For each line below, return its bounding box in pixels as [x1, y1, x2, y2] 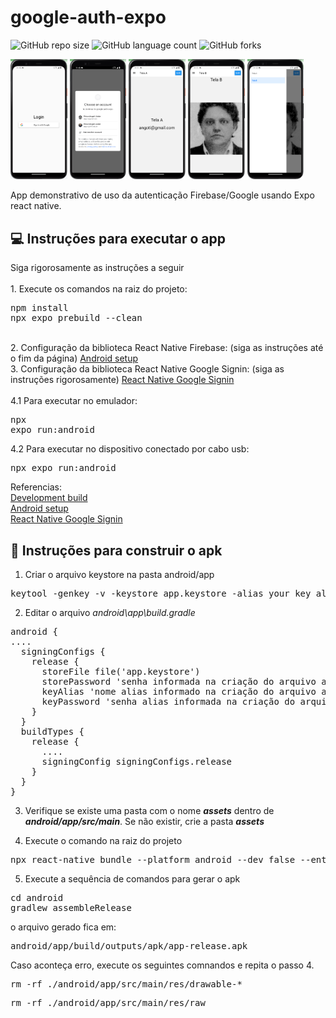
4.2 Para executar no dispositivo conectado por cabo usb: [10, 443, 250, 455]
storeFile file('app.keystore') [41, 666, 201, 678]
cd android [10, 892, 64, 904]
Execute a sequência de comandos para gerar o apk [24, 873, 241, 885]
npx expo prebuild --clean [10, 312, 143, 324]
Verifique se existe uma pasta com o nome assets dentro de [24, 805, 275, 817]
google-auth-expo [10, 6, 167, 29]
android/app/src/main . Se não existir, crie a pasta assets [24, 816, 265, 828]
